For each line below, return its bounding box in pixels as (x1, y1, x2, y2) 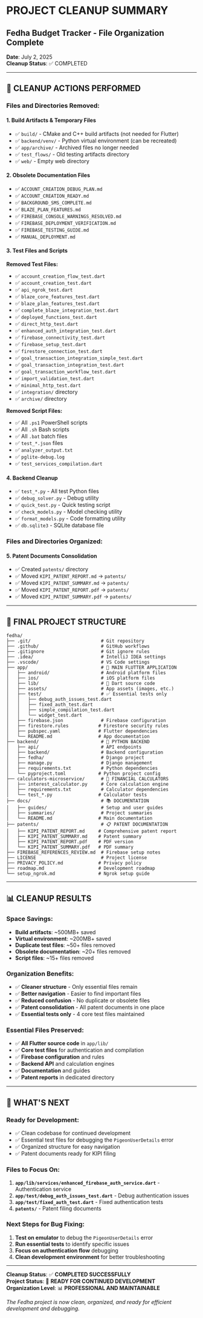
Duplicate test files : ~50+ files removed (14, 941, 116, 949)
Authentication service (14, 1186, 72, 1193)
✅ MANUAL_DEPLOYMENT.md (14, 233, 76, 240)
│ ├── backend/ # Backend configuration (6, 749, 164, 755)
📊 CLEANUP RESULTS (6, 894, 92, 904)
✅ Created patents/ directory (14, 566, 89, 573)
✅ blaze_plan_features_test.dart (14, 299, 100, 307)
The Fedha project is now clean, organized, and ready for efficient (6, 1298, 172, 1305)
